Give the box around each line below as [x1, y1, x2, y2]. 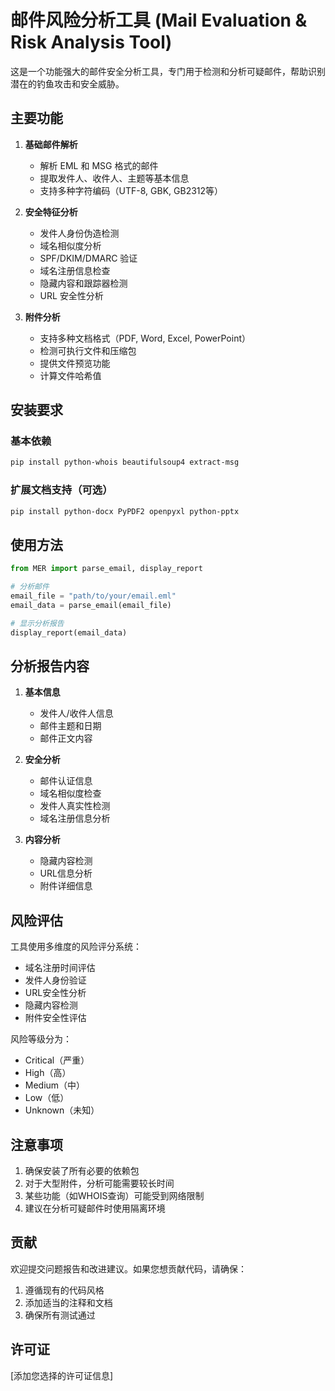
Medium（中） [24, 1079, 86, 1091]
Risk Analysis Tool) [10, 31, 173, 54]
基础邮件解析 [24, 138, 78, 150]
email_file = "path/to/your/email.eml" [10, 591, 177, 601]
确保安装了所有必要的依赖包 [24, 1164, 140, 1176]
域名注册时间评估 [24, 962, 96, 974]
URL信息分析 [39, 867, 93, 880]
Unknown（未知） [24, 1104, 100, 1116]
